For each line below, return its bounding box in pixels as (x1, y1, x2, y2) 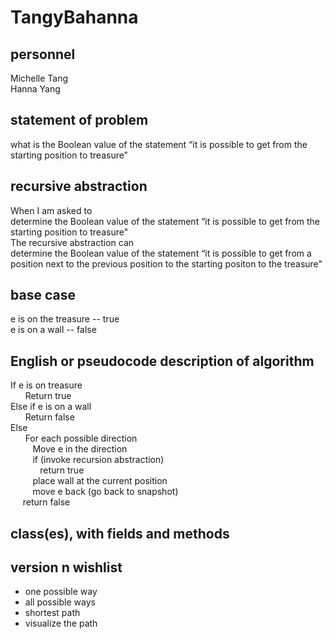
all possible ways (24, 596, 96, 608)
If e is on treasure (10, 379, 83, 391)
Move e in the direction (32, 443, 128, 455)
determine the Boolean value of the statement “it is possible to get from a (10, 247, 312, 259)
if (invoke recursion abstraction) (32, 454, 165, 466)
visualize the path (24, 617, 98, 630)
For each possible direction (24, 432, 138, 445)
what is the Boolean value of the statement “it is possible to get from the (10, 138, 308, 150)
